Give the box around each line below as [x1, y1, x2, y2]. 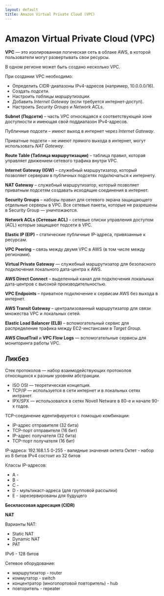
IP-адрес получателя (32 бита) [12, 433, 77, 439]
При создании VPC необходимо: [5, 73, 73, 79]
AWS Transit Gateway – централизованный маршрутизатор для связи [5, 306, 151, 312]
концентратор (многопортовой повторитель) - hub [12, 580, 118, 586]
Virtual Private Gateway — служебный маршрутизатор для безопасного [5, 261, 156, 267]
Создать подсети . [12, 88, 50, 94]
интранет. [12, 393, 33, 399]
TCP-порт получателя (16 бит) [12, 438, 75, 444]
